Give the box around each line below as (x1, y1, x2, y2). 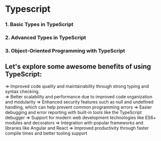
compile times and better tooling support (5, 130, 87, 136)
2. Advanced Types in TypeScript (5, 34, 86, 41)
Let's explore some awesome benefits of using (5, 62, 151, 71)
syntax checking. (5, 88, 40, 94)
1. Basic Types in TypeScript (5, 21, 74, 28)
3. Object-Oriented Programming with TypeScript (5, 47, 125, 54)
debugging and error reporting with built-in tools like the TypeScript (5, 109, 142, 115)
